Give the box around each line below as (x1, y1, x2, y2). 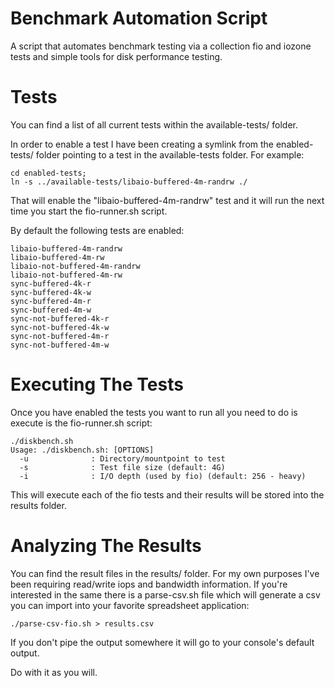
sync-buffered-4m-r (10, 296, 92, 306)
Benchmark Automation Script (10, 7, 268, 30)
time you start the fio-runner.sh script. (10, 205, 168, 217)
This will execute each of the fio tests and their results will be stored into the (10, 488, 325, 501)
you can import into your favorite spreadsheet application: (10, 599, 250, 611)
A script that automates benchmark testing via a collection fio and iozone (10, 40, 312, 52)
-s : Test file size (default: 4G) (19, 462, 226, 472)
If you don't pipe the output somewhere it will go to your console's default (10, 636, 315, 648)
